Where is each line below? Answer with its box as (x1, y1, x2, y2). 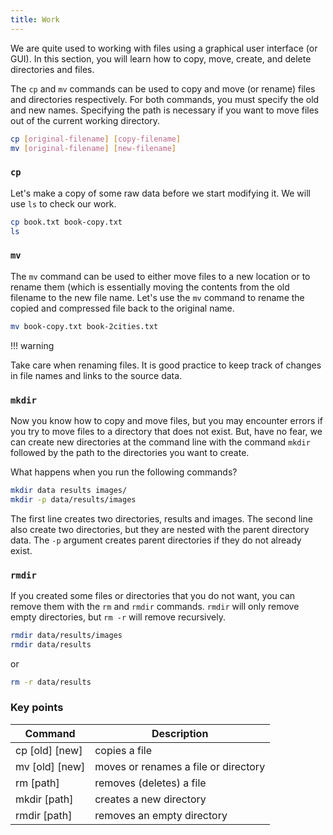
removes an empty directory (94, 808, 228, 822)
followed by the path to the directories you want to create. (10, 446, 250, 458)
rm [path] (15, 776, 60, 790)
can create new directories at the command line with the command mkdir (10, 436, 311, 448)
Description (151, 726, 209, 740)
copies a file (94, 743, 152, 757)
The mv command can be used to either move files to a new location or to (10, 270, 311, 282)
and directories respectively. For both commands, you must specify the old (10, 93, 320, 105)
